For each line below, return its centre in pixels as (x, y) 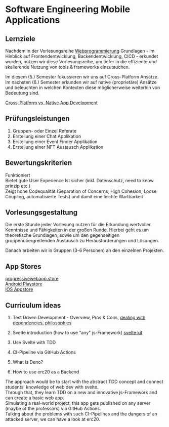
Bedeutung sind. (22, 93)
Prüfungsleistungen (37, 119)
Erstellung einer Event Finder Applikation (55, 141)
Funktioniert (18, 175)
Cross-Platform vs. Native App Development (51, 103)
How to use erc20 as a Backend (46, 372)
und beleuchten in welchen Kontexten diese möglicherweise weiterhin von (83, 88)
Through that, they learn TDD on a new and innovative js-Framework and (81, 393)
